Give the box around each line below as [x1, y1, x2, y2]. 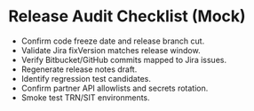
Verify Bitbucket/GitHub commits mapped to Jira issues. [20, 54, 227, 65]
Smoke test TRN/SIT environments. [20, 91, 150, 103]
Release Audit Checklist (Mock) [8, 6, 246, 27]
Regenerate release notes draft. [20, 64, 138, 75]
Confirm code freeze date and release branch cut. [20, 36, 205, 46]
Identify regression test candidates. [20, 73, 152, 83]
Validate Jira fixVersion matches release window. [20, 44, 201, 55]
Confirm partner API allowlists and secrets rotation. [20, 83, 209, 93]
